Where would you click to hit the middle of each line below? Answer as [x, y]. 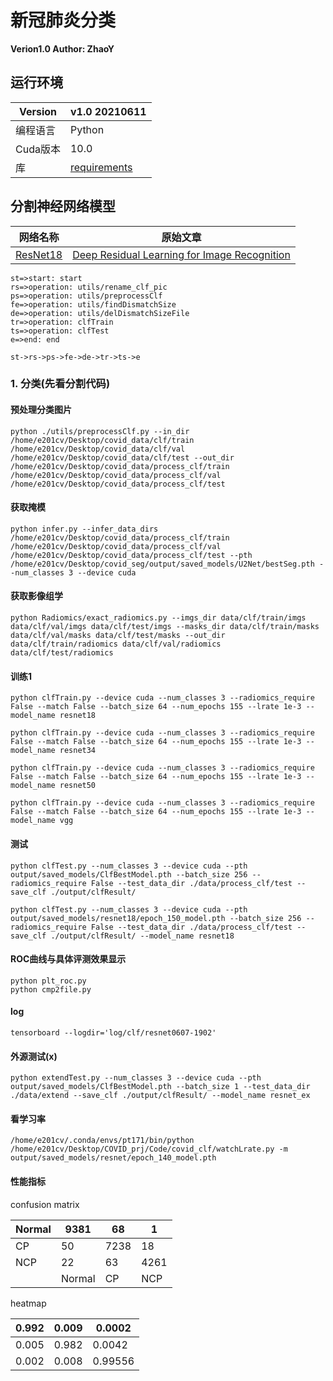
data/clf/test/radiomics [62, 653]
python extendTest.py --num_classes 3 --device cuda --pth [136, 1078]
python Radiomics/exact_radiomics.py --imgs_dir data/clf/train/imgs [158, 618]
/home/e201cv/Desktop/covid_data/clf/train [102, 440]
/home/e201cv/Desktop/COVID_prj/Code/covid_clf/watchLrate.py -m [149, 1149]
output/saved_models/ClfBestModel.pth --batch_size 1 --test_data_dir [160, 1087]
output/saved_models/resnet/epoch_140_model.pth [113, 1158]
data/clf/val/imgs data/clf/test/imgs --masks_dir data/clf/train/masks [165, 627]
